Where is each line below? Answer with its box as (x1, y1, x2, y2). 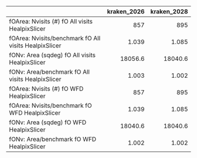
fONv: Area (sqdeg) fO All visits (9, 51, 96, 59)
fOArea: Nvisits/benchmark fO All (9, 35, 101, 42)
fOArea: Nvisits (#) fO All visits (9, 18, 93, 25)
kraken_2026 (107, 8, 145, 15)
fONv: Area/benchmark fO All (9, 68, 90, 75)
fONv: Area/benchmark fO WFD (9, 135, 97, 143)
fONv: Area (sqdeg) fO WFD (9, 118, 87, 126)
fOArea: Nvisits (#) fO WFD (9, 85, 84, 92)
